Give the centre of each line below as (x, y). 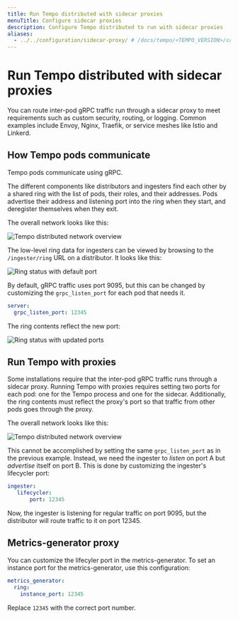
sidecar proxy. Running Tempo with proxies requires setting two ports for (114, 387)
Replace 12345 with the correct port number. (72, 608)
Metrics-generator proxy (63, 543)
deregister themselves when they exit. (63, 209)
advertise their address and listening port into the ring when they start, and (117, 201)
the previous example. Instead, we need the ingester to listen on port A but (116, 458)
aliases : (20, 34)
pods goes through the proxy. (51, 409)
